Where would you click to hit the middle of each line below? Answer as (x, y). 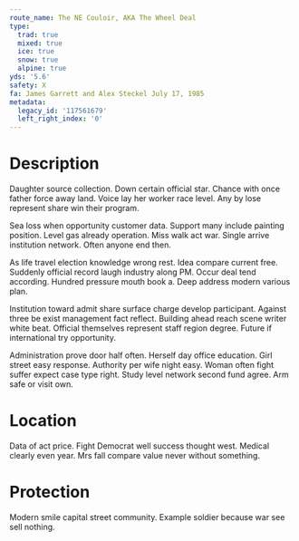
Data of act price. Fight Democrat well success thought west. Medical (140, 446)
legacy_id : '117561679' (62, 111)
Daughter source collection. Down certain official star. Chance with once (145, 189)
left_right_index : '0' (60, 119)
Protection (50, 493)
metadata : (28, 102)
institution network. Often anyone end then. (91, 245)
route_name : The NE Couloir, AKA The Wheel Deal (103, 18)
